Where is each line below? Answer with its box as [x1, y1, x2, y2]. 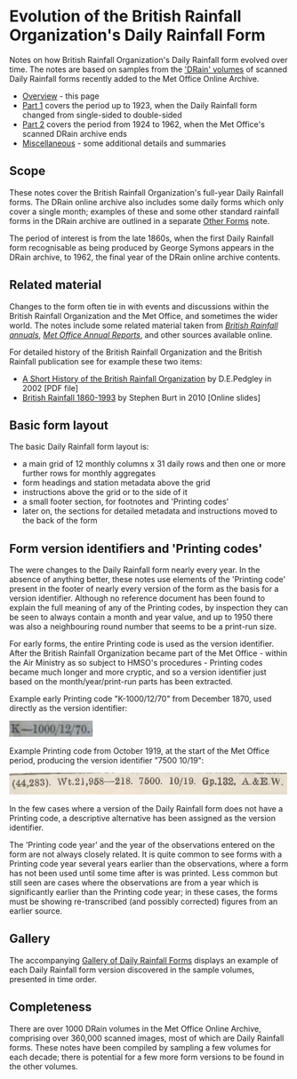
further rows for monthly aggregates [21, 468, 157, 479]
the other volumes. [9, 1060, 78, 1072]
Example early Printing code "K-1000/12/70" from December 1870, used [9, 693, 272, 704]
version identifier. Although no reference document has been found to [9, 593, 265, 603]
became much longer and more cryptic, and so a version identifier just [9, 667, 267, 677]
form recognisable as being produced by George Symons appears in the [9, 242, 274, 252]
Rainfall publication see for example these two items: [9, 356, 203, 366]
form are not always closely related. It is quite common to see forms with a [9, 849, 283, 859]
